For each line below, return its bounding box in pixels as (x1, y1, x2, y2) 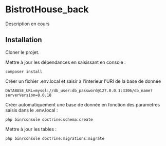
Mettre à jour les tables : (5, 126, 57, 132)
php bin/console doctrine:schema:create (5, 117, 94, 122)
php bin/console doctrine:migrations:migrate (5, 136, 104, 141)
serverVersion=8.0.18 (5, 93, 52, 98)
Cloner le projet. (5, 49, 40, 55)
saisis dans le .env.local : (5, 107, 58, 113)
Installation (5, 35, 42, 44)
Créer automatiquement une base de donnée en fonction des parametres (5, 101, 160, 107)
